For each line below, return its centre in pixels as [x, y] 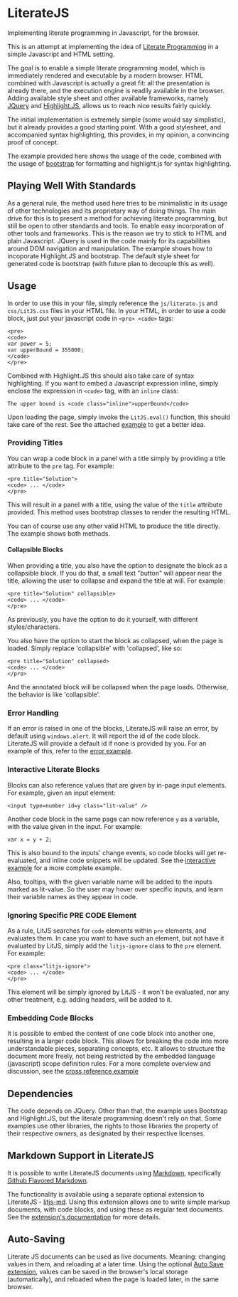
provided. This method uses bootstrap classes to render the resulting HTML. [119, 512]
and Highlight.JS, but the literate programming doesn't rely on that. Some [114, 1118]
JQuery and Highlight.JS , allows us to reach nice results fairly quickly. [109, 105]
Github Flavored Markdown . [48, 1180]
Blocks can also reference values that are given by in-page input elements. [117, 785]
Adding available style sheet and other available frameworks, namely [108, 98]
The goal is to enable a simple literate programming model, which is [106, 68]
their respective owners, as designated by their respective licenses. [106, 1133]
